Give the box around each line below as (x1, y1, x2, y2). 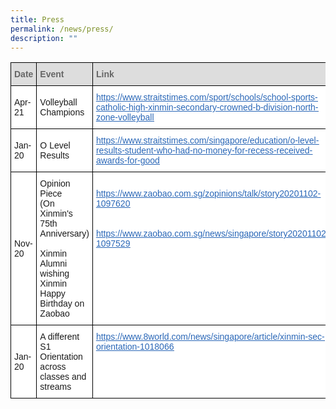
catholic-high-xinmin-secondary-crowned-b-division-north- (95, 102, 319, 113)
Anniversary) (39, 228, 90, 240)
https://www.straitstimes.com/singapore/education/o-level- (95, 135, 320, 146)
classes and (39, 371, 87, 383)
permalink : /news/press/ (10, 24, 114, 34)
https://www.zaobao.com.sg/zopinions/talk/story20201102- (95, 188, 322, 200)
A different (39, 331, 80, 343)
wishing (39, 268, 70, 280)
